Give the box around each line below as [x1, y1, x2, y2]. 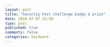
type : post [5, 21, 27, 26]
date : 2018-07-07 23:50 [5, 16, 54, 21]
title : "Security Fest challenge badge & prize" [5, 12, 106, 17]
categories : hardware [5, 35, 49, 40]
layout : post [5, 7, 32, 12]
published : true [5, 25, 38, 30]
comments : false [5, 30, 38, 35]
